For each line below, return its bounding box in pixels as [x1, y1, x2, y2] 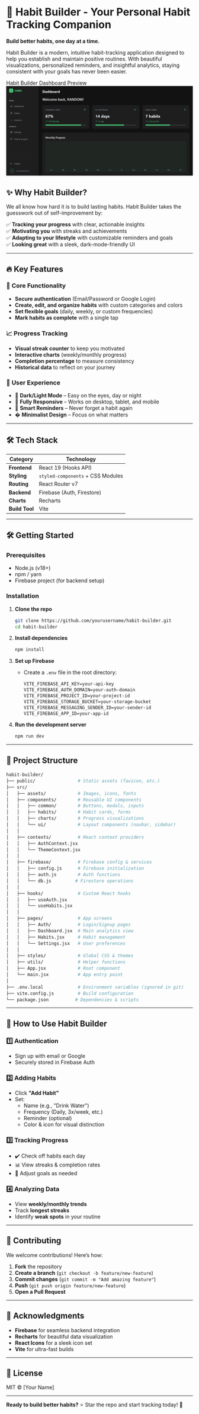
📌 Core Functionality [6, 281, 66, 290]
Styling [8, 472, 27, 479]
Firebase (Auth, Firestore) [38, 489, 102, 496]
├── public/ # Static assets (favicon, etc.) [6, 778, 161, 784]
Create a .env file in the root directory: [23, 669, 117, 676]
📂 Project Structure [6, 755, 78, 765]
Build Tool [8, 505, 34, 512]
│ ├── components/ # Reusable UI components [6, 797, 142, 803]
